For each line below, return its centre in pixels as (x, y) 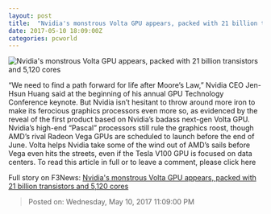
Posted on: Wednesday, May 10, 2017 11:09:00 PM (111, 202)
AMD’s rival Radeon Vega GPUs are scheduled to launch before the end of (131, 137)
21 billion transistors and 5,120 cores (69, 187)
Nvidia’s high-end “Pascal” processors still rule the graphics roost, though (131, 128)
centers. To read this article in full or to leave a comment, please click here (132, 163)
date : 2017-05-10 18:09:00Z (56, 31)
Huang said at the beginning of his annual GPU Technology (126, 94)
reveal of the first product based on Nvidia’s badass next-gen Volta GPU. (129, 119)
